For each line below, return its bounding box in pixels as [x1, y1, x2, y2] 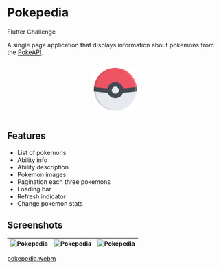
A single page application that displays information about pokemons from [7, 40, 215, 49]
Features [7, 130, 46, 142]
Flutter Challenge [7, 27, 56, 36]
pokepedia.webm [7, 254, 56, 262]
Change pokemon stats [16, 199, 84, 207]
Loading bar [16, 185, 51, 193]
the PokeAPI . [7, 48, 43, 56]
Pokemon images [16, 170, 67, 178]
